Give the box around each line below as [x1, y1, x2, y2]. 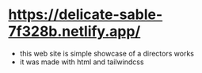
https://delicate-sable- [8, 6, 163, 24]
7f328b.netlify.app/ [8, 22, 141, 40]
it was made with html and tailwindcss [19, 57, 144, 67]
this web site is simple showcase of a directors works [19, 48, 194, 58]
